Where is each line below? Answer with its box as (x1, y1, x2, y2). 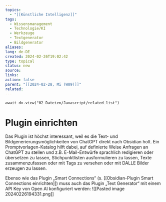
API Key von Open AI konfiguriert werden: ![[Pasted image (5, 186, 125, 192)
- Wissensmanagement (9, 21, 52, 27)
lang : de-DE (5, 49, 30, 54)
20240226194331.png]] (5, 191, 54, 197)
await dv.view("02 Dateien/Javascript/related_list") (5, 100, 120, 105)
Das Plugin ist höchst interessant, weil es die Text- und (5, 133, 118, 139)
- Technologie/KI (9, 26, 46, 31)
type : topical (5, 59, 35, 64)
